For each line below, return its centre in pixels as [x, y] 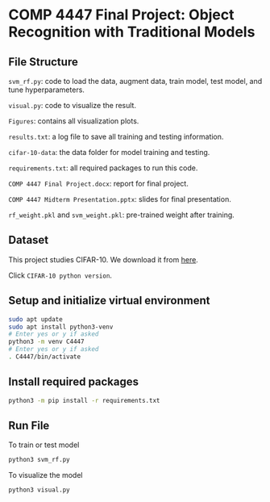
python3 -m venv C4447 [46, 342]
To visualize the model [46, 475]
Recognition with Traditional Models [132, 32]
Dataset [29, 240]
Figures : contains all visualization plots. [74, 121]
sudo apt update [35, 319]
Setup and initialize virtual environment [110, 301]
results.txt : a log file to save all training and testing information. [116, 136]
